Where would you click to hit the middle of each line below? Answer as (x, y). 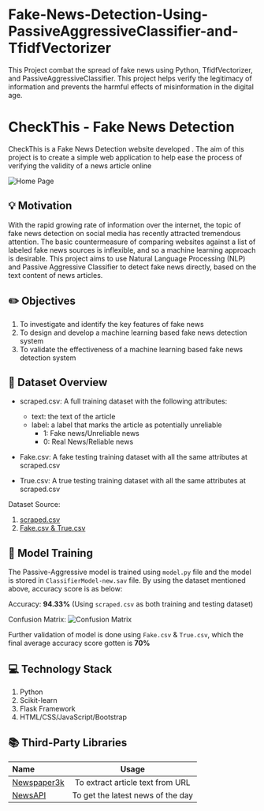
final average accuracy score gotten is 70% (79, 643)
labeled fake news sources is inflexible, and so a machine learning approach (132, 250)
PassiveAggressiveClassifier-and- (123, 31)
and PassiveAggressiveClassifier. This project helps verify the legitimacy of (130, 78)
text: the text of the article (73, 417)
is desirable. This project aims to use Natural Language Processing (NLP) (127, 258)
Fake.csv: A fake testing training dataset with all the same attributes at (134, 457)
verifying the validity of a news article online (80, 165)
